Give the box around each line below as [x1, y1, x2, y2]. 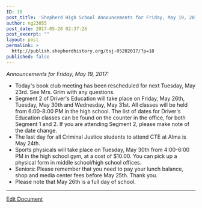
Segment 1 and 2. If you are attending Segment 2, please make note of [14, 120, 190, 127]
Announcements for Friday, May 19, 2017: [6, 70, 109, 77]
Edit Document [6, 195, 43, 203]
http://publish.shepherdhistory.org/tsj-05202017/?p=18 [11, 48, 155, 54]
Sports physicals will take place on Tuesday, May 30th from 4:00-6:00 [14, 146, 190, 153]
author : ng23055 [6, 20, 47, 26]
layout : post [6, 37, 39, 43]
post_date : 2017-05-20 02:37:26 [6, 25, 87, 32]
